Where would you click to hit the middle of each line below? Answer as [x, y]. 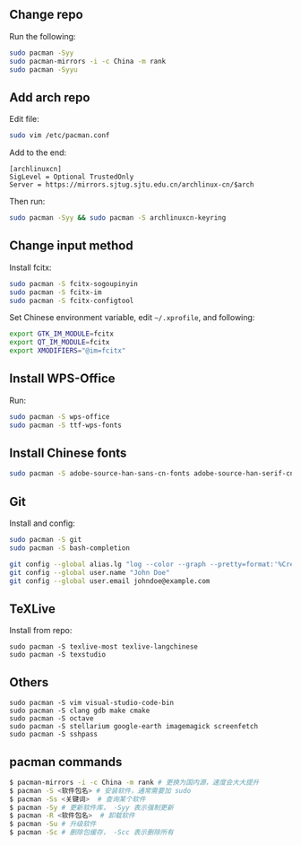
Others [29, 682]
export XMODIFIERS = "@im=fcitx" [68, 351]
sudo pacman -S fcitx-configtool [72, 301]
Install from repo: [41, 631]
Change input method [71, 246]
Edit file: [25, 119]
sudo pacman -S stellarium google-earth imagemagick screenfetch [133, 727]
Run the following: [43, 36]
